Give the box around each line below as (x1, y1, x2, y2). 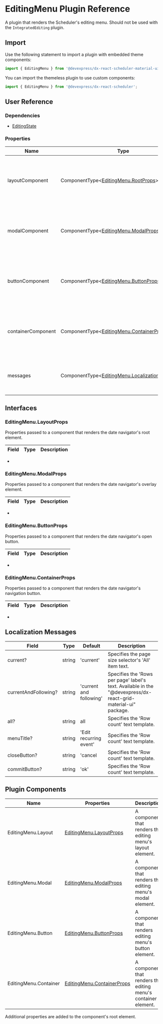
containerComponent (7, 328, 56, 335)
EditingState (12, 123, 37, 129)
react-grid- (107, 695, 135, 702)
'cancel (80, 752, 97, 758)
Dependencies (5, 112, 40, 119)
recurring (80, 735, 102, 741)
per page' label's (107, 676, 147, 683)
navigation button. (5, 591, 41, 596)
